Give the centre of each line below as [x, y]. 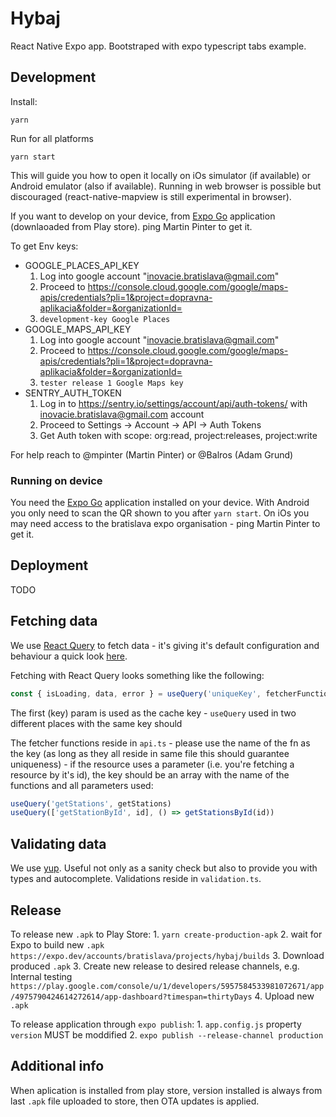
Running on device [56, 480]
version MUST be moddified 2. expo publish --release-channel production [167, 1034]
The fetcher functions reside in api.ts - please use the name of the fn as [160, 743]
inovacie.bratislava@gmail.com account [122, 414]
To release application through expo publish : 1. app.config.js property [156, 1024]
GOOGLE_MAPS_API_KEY [78, 329]
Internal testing [41, 976]
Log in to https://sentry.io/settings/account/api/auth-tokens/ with [173, 403]
